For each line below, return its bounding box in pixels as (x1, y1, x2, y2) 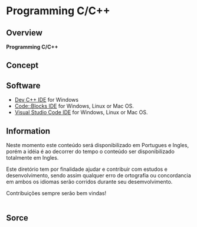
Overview (6, 28, 43, 38)
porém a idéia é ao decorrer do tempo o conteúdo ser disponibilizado (6, 148, 175, 155)
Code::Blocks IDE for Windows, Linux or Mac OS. (14, 102, 134, 110)
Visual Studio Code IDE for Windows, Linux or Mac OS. (14, 109, 148, 116)
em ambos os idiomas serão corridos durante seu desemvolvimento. (6, 179, 173, 186)
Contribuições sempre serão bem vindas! (6, 190, 107, 197)
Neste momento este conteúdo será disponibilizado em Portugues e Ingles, (6, 142, 189, 149)
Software (6, 80, 41, 90)
